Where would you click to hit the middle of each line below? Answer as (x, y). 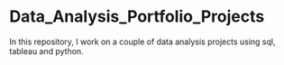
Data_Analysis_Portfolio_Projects (137, 17)
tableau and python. (46, 51)
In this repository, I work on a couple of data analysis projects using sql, (142, 42)
